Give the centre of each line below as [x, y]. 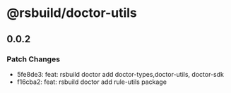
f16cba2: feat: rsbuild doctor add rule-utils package [92, 82]
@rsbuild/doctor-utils [72, 13]
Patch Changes [34, 59]
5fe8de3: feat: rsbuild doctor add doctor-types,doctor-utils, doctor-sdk [120, 74]
